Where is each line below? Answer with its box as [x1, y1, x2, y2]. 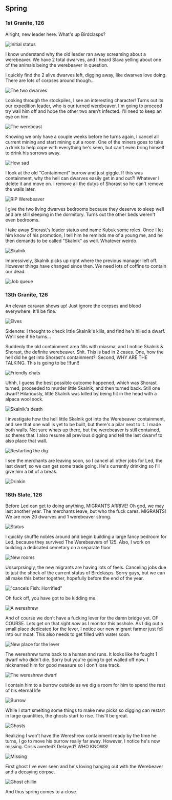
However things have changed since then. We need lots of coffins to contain [5, 263, 166, 269]
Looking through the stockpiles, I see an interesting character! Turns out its [5, 97, 164, 103]
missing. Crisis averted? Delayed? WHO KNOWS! [5, 744, 109, 750]
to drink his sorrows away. [5, 150, 61, 156]
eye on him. [5, 113, 30, 119]
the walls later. [5, 186, 36, 192]
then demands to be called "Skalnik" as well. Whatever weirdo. [5, 237, 138, 244]
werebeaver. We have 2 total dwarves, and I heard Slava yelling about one [5, 56, 161, 63]
